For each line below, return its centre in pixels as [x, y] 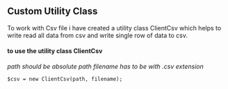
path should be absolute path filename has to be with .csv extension [105, 67]
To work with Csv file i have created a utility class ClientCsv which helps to [114, 28]
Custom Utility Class [52, 11]
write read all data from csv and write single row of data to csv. [97, 35]
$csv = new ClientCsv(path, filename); [65, 79]
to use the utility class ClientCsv [55, 51]
